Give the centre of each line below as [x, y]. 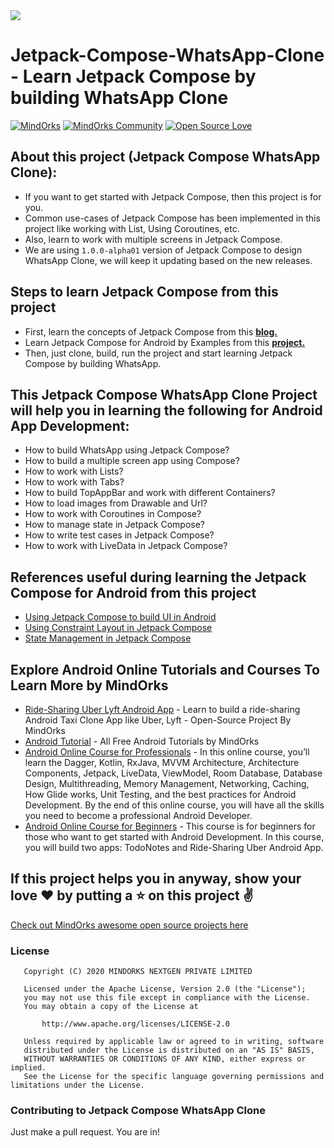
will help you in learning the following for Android [166, 410]
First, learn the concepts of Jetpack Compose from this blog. [151, 331]
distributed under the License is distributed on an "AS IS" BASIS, [169, 1050]
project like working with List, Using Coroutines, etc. [132, 228]
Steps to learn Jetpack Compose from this [144, 292]
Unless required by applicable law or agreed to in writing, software [174, 1042]
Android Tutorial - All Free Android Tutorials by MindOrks [142, 741]
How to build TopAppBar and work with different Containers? [150, 493]
